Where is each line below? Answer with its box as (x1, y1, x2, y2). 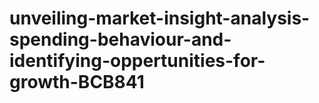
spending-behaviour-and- (9, 28, 232, 51)
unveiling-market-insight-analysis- (9, 7, 311, 30)
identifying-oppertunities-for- (9, 50, 266, 72)
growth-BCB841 (9, 71, 145, 94)
